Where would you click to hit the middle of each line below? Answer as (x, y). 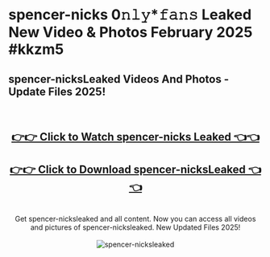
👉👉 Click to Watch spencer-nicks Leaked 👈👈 (135, 137)
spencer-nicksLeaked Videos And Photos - (119, 79)
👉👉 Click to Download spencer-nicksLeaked (127, 169)
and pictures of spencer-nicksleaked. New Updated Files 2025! (135, 227)
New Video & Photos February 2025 (131, 33)
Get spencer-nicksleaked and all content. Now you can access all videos (135, 219)
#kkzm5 (36, 49)
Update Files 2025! (57, 91)
